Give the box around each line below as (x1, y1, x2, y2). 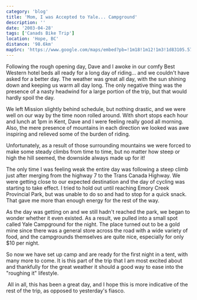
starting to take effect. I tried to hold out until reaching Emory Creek (6, 184, 169, 191)
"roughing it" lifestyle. (6, 269, 59, 277)
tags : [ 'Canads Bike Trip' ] (6, 31, 75, 36)
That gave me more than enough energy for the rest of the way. (6, 197, 159, 204)
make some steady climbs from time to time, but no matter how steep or (6, 148, 181, 155)
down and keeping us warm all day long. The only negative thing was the (6, 82, 182, 89)
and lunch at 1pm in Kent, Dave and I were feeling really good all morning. (6, 118, 184, 125)
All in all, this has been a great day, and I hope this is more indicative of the (7, 281, 188, 288)
